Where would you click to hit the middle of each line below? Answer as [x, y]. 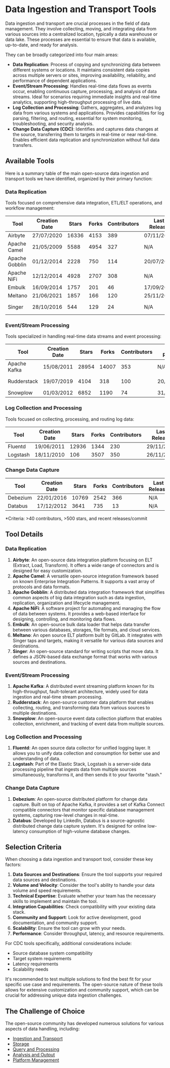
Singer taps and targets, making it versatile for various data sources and [88, 640]
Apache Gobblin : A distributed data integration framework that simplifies [89, 592]
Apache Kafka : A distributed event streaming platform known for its [83, 686]
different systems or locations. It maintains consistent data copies [81, 70]
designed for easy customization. [47, 570]
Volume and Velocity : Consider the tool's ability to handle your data [83, 885]
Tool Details [24, 534]
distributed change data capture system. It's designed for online [79, 826]
